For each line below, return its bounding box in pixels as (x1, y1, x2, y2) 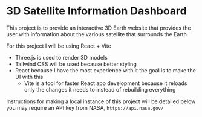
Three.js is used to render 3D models (15, 54, 108, 61)
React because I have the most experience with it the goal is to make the (15, 66, 197, 74)
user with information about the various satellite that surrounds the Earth (6, 30, 187, 37)
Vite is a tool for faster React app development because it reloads (24, 80, 187, 87)
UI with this (15, 73, 44, 80)
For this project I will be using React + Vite (6, 42, 112, 49)
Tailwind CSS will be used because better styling (15, 60, 137, 68)
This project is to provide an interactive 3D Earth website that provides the (6, 24, 192, 31)
